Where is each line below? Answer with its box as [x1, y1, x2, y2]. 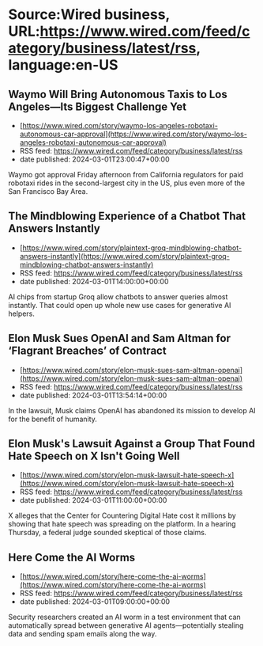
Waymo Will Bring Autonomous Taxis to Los [8, 87, 227, 101]
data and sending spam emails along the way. [8, 629, 157, 639]
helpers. [8, 309, 36, 318]
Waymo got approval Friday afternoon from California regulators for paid [8, 170, 243, 179]
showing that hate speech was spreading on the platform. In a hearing [8, 519, 236, 529]
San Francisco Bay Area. [8, 187, 88, 196]
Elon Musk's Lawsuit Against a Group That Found [8, 437, 255, 450]
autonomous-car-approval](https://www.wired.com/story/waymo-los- [19, 129, 247, 139]
